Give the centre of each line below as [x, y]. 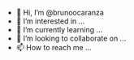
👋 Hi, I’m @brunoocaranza [60, 13]
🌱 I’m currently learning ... [59, 30]
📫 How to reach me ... [54, 47]
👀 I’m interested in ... [50, 21]
